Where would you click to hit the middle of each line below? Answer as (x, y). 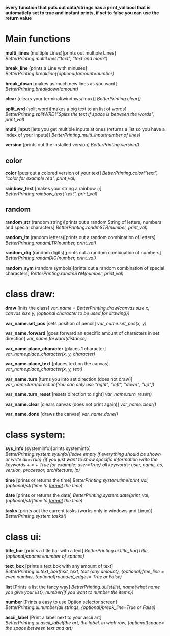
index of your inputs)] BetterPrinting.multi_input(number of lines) (73, 135)
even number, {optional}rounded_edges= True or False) (64, 577)
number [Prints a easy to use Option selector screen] (61, 602)
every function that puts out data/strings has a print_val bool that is (78, 7)
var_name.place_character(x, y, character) (50, 354)
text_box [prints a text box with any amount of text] (59, 566)
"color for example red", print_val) (41, 178)
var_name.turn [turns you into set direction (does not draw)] (69, 379)
